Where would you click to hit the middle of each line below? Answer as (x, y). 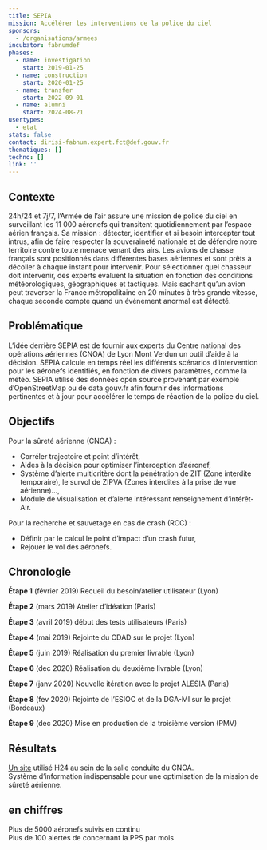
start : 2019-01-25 (53, 68)
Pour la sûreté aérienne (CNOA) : (62, 441)
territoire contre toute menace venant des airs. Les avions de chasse (121, 249)
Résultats (33, 748)
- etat (26, 127)
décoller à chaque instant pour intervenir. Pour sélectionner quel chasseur (130, 267)
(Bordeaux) (27, 708)
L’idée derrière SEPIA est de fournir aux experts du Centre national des (125, 345)
